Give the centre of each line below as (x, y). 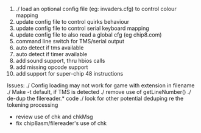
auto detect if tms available (50, 48)
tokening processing (33, 105)
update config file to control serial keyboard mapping (82, 28)
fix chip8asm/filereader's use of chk (61, 123)
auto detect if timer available (51, 54)
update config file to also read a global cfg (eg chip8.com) (89, 35)
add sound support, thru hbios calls (60, 61)
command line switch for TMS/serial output (70, 41)
